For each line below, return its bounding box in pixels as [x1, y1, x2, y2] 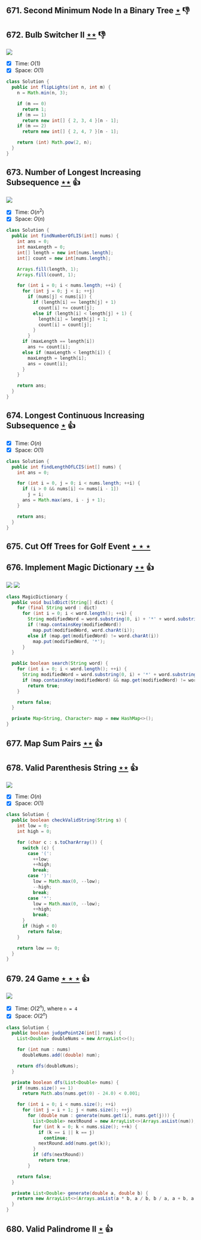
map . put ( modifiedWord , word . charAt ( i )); [32, 627, 135, 633]
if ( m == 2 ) [17, 123, 47, 129]
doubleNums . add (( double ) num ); [22, 1052, 100, 1059]
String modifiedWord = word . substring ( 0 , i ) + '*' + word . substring [22, 672, 197, 678]
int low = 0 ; [17, 823, 50, 829]
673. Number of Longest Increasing [6, 168, 141, 178]
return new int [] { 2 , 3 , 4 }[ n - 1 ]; [22, 117, 119, 124]
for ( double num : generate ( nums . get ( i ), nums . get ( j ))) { [28, 1113, 175, 1119]
